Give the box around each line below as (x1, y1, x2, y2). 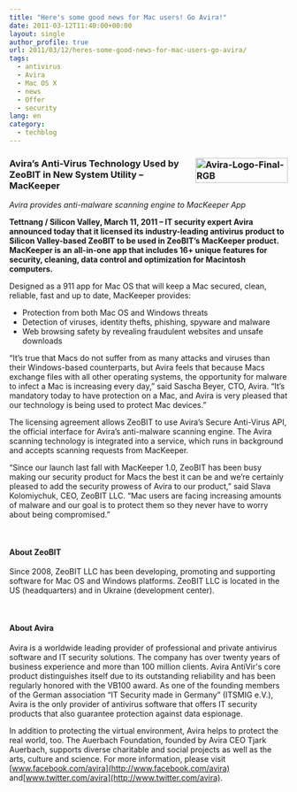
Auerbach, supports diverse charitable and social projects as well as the (9, 744, 272, 755)
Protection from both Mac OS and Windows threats (21, 307, 209, 319)
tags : (9, 54, 29, 63)
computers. (9, 264, 53, 274)
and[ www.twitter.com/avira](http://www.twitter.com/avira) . (9, 772, 224, 783)
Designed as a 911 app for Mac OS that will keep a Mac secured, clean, (9, 281, 267, 292)
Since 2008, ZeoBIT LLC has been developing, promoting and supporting (9, 566, 276, 577)
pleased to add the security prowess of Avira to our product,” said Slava (9, 481, 271, 492)
